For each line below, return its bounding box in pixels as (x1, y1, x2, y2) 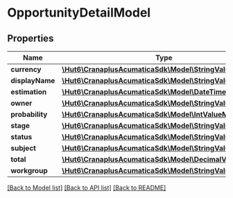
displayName (10, 76, 55, 85)
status (10, 132, 33, 141)
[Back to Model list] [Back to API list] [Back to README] (7, 183, 166, 192)
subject (10, 143, 37, 153)
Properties (7, 33, 54, 44)
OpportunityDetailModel (7, 5, 151, 21)
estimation (10, 87, 47, 96)
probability (10, 109, 48, 119)
